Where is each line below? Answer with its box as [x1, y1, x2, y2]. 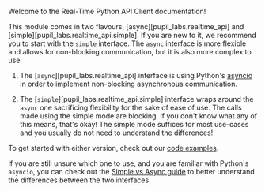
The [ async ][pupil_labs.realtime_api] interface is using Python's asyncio [19, 71, 253, 80]
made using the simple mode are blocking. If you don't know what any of [19, 111, 258, 121]
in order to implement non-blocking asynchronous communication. [19, 79, 238, 88]
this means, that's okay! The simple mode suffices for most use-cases [19, 120, 249, 129]
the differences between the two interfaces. [8, 175, 152, 185]
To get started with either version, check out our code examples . [8, 144, 219, 152]
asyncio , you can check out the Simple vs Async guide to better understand [8, 167, 255, 176]
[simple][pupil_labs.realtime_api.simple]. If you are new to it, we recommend [8, 31, 256, 39]
